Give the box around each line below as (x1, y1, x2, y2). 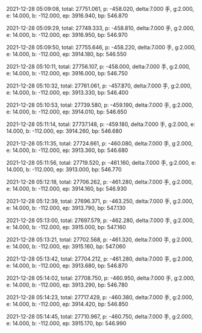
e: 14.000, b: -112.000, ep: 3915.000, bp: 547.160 (6, 224, 127, 230)
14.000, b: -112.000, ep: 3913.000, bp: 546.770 (6, 166, 122, 173)
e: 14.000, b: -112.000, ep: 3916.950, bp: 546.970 (6, 31, 128, 38)
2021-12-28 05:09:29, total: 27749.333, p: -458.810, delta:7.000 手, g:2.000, (6, 25, 195, 31)
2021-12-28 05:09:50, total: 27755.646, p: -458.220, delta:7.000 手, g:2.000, (6, 44, 196, 51)
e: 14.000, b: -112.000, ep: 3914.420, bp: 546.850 (6, 300, 128, 308)
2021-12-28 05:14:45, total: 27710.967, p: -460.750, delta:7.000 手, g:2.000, (6, 313, 193, 320)
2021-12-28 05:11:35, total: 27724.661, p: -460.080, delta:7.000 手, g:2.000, (6, 140, 193, 147)
